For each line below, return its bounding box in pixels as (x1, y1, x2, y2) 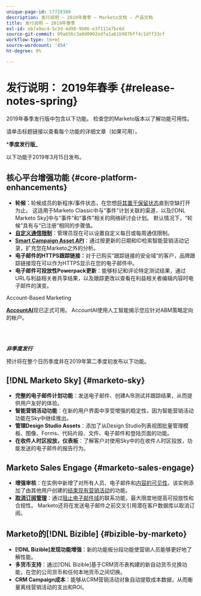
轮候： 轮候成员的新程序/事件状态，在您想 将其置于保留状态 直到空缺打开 (14, 199, 191, 206)
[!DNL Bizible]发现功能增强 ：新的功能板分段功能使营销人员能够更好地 (14, 545, 187, 553)
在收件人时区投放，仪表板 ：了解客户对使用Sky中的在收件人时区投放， (14, 437, 188, 444)
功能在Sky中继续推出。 (14, 415, 72, 422)
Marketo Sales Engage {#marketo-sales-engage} (6, 462, 195, 473)
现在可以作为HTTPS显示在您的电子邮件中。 (31, 259, 138, 267)
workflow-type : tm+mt (6, 37, 61, 43)
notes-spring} (6, 94, 78, 108)
